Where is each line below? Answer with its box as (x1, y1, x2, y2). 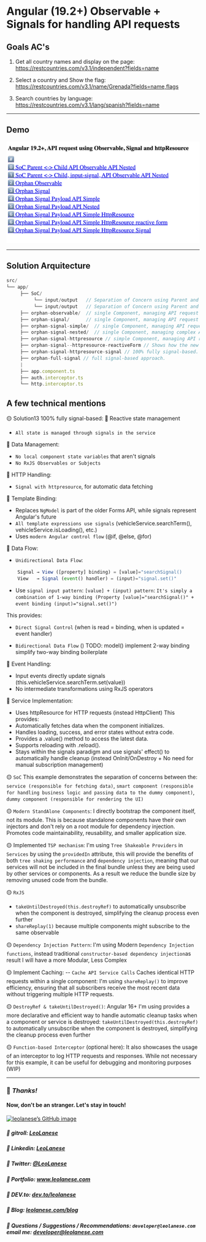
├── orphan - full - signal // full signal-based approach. (20, 355, 166, 361)
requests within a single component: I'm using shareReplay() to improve (6, 977, 188, 985)
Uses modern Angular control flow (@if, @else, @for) (15, 533, 152, 540)
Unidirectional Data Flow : (15, 557, 83, 564)
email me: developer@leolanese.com (6, 1228, 104, 1236)
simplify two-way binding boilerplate (15, 648, 108, 655)
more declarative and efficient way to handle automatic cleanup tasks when (6, 1012, 197, 1019)
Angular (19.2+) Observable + (6, 4, 161, 18)
